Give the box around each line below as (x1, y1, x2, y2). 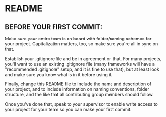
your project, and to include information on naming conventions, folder (5, 86, 150, 92)
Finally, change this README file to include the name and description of (5, 81, 152, 87)
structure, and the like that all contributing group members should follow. (5, 92, 154, 97)
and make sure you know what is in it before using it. (5, 72, 112, 77)
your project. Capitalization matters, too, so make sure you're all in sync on (5, 41, 158, 47)
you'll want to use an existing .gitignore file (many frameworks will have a (5, 61, 155, 67)
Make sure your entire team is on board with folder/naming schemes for (5, 36, 152, 41)
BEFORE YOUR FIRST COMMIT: (5, 23, 103, 31)
